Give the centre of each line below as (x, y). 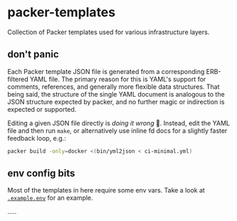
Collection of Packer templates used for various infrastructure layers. (109, 32)
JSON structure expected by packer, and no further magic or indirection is (116, 102)
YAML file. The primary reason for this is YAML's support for (118, 79)
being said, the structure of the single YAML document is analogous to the (116, 94)
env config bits (41, 174)
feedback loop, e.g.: (37, 138)
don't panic (33, 54)
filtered (18, 79)
